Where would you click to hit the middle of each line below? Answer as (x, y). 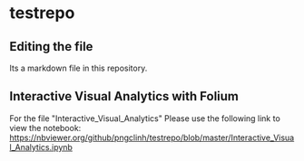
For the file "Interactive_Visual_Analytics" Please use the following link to (145, 118)
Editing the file (51, 47)
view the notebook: (45, 128)
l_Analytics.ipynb (41, 147)
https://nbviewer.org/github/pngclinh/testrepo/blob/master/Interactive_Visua (152, 137)
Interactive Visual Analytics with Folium (124, 96)
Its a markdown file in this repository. (78, 68)
